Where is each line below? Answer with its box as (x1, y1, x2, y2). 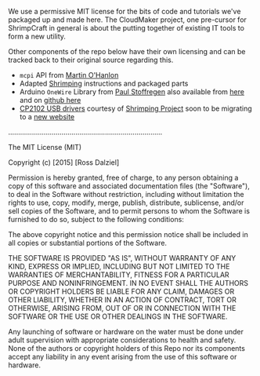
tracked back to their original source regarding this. (8, 55, 174, 64)
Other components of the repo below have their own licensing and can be (8, 47, 246, 56)
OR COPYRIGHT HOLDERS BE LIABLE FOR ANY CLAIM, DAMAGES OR (8, 287, 235, 296)
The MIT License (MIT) (8, 143, 82, 151)
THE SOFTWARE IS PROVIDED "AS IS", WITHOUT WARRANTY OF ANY (8, 254, 237, 262)
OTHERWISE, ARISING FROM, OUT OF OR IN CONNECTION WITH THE (8, 304, 237, 312)
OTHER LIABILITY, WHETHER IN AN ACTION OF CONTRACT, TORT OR (8, 295, 237, 305)
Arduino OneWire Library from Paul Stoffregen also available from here (19, 87, 245, 97)
